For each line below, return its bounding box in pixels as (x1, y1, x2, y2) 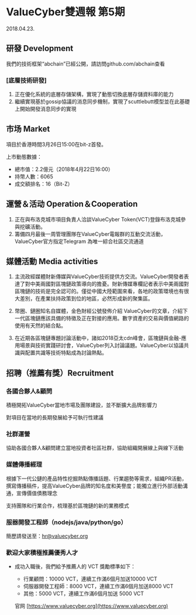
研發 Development (6, 43, 74, 53)
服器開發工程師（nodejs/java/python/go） (6, 518, 127, 526)
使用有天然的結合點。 (14, 322, 66, 329)
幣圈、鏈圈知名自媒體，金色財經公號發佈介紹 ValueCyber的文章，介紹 (14, 307, 183, 315)
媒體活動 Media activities (6, 257, 98, 266)
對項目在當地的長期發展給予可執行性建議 (6, 414, 104, 421)
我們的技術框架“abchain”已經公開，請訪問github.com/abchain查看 (6, 60, 165, 67)
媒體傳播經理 (6, 460, 43, 469)
